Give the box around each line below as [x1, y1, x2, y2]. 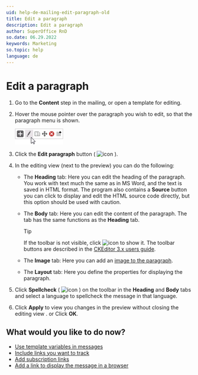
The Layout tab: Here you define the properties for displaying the [23, 268, 183, 275]
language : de [6, 53, 38, 59]
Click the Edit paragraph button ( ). [14, 150, 118, 157]
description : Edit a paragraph [6, 22, 83, 28]
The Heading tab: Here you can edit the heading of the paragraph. [23, 173, 186, 180]
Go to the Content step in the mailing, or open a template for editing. [14, 99, 182, 106]
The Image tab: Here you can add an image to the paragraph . [23, 257, 173, 264]
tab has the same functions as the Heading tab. [23, 216, 140, 223]
